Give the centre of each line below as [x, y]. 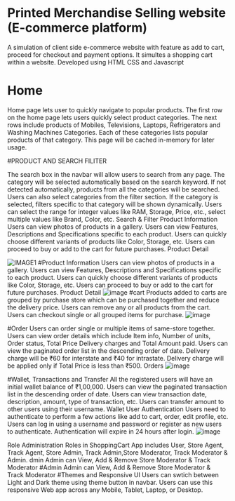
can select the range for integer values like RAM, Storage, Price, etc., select [116, 211]
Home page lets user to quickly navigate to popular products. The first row [115, 109]
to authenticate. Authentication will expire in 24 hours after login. [101, 431]
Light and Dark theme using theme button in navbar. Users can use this [110, 482]
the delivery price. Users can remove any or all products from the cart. [109, 307]
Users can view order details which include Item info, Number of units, [109, 335]
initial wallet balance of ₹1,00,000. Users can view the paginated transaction [117, 387]
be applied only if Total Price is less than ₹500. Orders [85, 366]
